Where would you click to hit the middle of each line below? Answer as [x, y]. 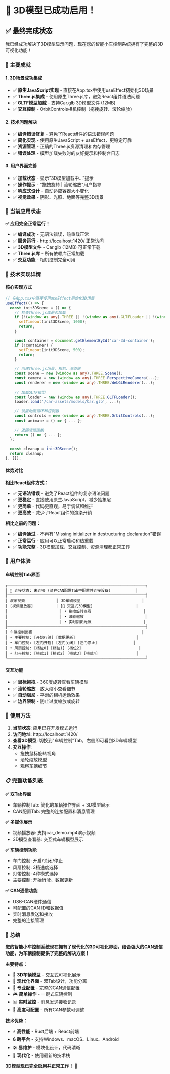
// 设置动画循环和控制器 [37, 411]
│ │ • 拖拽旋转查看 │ [75, 611]
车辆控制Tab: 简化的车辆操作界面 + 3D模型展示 [61, 805]
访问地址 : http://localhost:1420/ [45, 734]
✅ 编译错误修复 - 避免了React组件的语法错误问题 [63, 134]
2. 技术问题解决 [21, 122]
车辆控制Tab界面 [23, 574]
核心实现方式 [18, 287]
